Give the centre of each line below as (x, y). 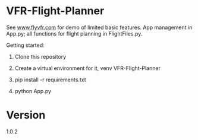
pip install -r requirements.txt (50, 79)
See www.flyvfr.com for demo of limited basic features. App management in (99, 27)
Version (26, 115)
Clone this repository (40, 56)
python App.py (33, 91)
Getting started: (25, 45)
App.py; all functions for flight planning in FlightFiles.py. (74, 33)
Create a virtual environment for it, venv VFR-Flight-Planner (87, 68)
